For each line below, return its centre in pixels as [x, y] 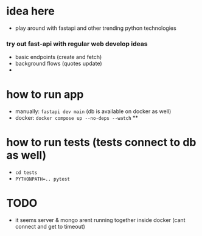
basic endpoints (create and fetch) [58, 57]
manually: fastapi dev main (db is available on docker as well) [93, 111]
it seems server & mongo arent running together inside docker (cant [100, 220]
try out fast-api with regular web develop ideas [77, 44]
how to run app [45, 95]
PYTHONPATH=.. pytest [42, 179]
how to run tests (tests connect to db [101, 143]
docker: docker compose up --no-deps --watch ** [77, 118]
